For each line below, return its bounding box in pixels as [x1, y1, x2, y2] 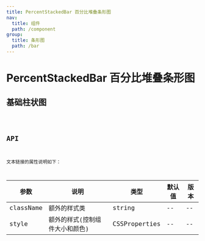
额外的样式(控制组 [48, 216, 102, 224]
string [112, 204, 135, 212]
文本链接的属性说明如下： [6, 159, 61, 165]
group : [6, 32, 23, 38]
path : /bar [12, 43, 40, 49]
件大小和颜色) [48, 225, 90, 233]
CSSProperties [112, 220, 161, 228]
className [9, 204, 43, 212]
